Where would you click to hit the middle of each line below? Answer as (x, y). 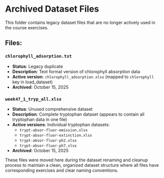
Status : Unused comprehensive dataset (52, 109)
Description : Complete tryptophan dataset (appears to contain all (78, 114)
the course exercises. (27, 27)
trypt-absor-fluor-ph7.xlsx (48, 146)
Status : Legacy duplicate (37, 66)
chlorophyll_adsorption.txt (38, 56)
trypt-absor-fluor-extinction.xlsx (56, 135)
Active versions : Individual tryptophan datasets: (61, 124)
